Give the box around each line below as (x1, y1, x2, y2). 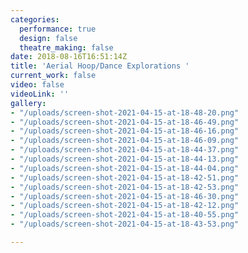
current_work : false (10, 71, 97, 81)
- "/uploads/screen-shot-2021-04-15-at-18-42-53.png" (10, 182, 240, 192)
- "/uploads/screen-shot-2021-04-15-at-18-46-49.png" (10, 117, 240, 127)
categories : (10, 14, 60, 25)
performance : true (19, 24, 97, 34)
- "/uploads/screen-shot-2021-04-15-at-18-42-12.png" (10, 201, 240, 211)
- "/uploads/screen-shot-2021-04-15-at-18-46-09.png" (10, 136, 240, 146)
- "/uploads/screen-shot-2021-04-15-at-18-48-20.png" (10, 107, 240, 118)
